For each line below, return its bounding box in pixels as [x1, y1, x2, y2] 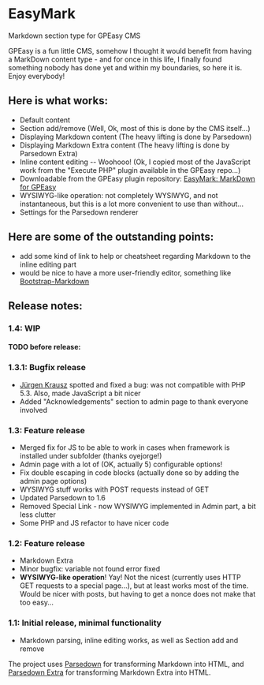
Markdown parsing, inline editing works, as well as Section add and [19, 635, 239, 645]
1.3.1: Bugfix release [8, 362, 87, 373]
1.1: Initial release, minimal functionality [8, 617, 162, 628]
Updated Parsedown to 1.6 [19, 493, 106, 503]
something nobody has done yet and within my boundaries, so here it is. [8, 62, 243, 72]
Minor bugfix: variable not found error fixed [19, 564, 161, 574]
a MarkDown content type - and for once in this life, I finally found [8, 54, 222, 64]
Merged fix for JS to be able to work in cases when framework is [19, 443, 230, 452]
